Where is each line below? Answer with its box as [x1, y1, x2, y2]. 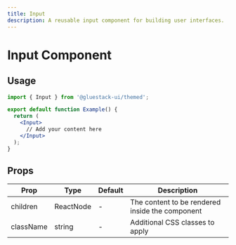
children [11, 201, 38, 211]
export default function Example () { [7, 106, 118, 113]
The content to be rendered [129, 197, 221, 207]
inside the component [129, 206, 202, 216]
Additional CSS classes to [129, 218, 215, 227]
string [54, 222, 74, 232]
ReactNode [54, 201, 91, 211]
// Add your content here [25, 126, 102, 133]
